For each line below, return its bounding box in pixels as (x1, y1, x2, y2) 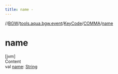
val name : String (5, 63, 38, 69)
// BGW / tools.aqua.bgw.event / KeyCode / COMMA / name (5, 20, 114, 26)
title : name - (5, 7, 34, 12)
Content (5, 59, 21, 64)
